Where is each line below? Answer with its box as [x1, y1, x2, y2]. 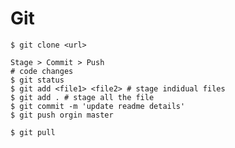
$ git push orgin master [10, 110, 114, 120]
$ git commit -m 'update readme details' [10, 101, 186, 111]
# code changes [10, 66, 74, 76]
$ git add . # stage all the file [10, 92, 155, 102]
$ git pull [10, 127, 56, 137]
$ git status [10, 75, 65, 85]
